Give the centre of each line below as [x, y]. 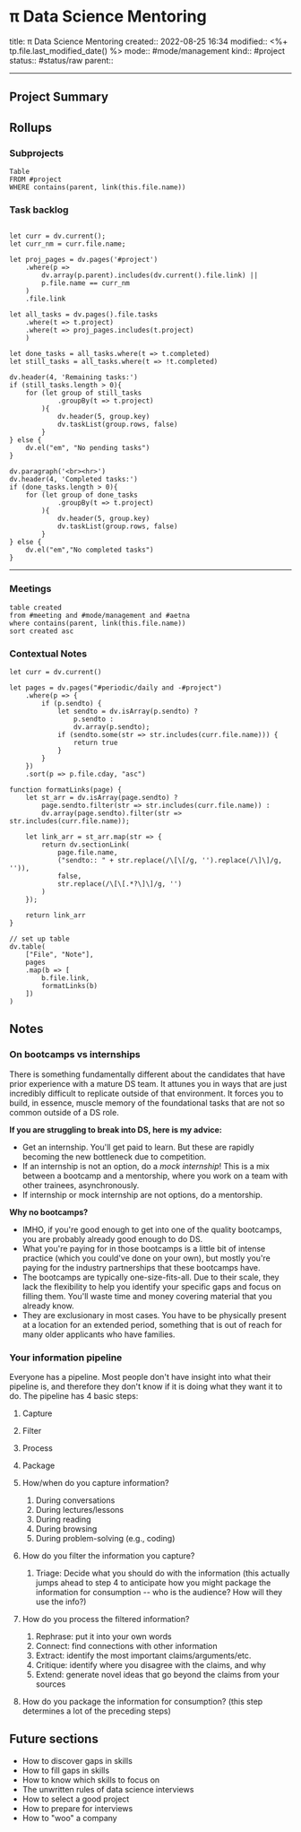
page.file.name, [87, 852]
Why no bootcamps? [49, 1211]
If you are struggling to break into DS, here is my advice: [116, 1129]
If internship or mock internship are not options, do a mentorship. [142, 1194]
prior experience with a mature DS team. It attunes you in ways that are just [148, 1083]
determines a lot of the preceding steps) [97, 1711]
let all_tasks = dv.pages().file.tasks [84, 315]
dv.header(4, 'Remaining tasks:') [74, 378]
